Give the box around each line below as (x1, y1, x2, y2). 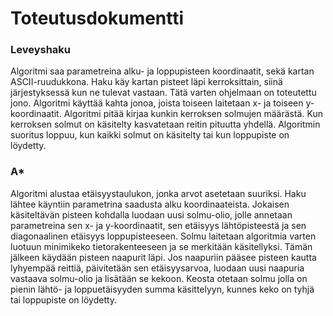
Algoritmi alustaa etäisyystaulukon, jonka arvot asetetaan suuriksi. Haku (10, 187, 307, 199)
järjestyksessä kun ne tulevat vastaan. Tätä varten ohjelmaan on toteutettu (10, 87, 317, 99)
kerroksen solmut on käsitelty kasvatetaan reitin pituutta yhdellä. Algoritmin (10, 118, 321, 131)
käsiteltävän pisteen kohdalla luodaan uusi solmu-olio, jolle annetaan (10, 208, 293, 221)
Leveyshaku (10, 43, 72, 57)
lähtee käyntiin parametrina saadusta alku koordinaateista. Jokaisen (10, 198, 290, 210)
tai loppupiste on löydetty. (10, 293, 118, 306)
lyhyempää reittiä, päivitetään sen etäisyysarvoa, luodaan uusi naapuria (10, 262, 305, 274)
